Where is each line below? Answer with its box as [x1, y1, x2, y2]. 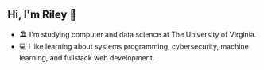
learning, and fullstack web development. [18, 52, 155, 62]
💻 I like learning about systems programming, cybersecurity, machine [18, 41, 250, 51]
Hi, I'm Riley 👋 [7, 8, 77, 21]
